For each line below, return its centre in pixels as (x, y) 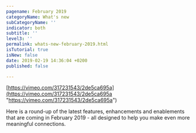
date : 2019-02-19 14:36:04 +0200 (47, 60)
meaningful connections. (36, 124)
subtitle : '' (22, 33)
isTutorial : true (27, 50)
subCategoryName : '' (31, 22)
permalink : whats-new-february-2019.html (57, 45)
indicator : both (26, 28)
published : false (27, 66)
